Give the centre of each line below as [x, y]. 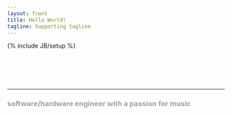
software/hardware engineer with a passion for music [99, 104]
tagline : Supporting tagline [49, 26]
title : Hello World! [37, 20]
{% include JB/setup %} [41, 46]
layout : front [28, 13]
